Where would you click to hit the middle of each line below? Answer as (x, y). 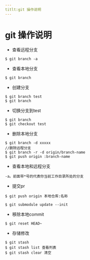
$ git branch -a (21, 59)
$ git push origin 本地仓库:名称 (37, 196)
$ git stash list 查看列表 (31, 247)
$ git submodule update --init (37, 204)
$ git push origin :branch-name (37, 156)
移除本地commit (28, 214)
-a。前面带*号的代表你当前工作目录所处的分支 (44, 176)
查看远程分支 (25, 50)
